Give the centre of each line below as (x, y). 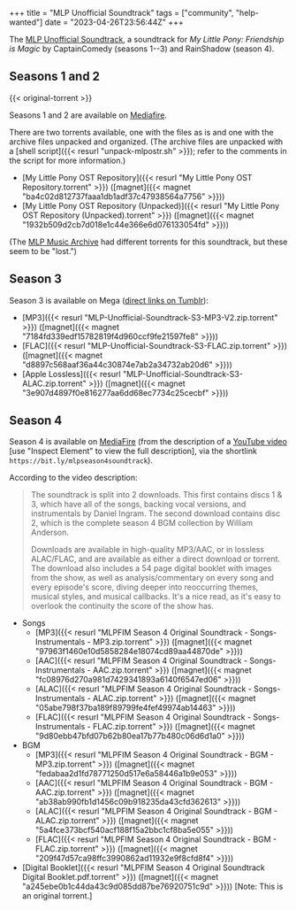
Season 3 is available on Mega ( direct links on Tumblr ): (109, 300)
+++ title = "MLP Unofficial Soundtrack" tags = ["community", (121, 13)
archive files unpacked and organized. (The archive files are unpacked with (146, 142)
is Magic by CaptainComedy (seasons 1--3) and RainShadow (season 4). (142, 49)
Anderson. (49, 532)
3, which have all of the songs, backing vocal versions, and (138, 505)
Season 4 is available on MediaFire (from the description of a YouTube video (148, 442)
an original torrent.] (57, 896)
